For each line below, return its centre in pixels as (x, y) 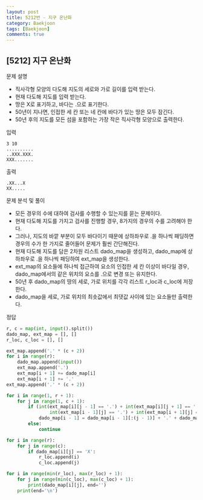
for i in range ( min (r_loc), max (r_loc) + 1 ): (64, 474)
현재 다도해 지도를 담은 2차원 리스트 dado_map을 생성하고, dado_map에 (101, 251)
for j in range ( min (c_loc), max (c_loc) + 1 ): (76, 479)
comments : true (25, 35)
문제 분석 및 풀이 (26, 200)
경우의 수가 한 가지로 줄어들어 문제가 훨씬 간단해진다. (77, 244)
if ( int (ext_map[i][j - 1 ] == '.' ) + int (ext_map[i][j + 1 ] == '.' (114, 407)
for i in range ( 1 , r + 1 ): (40, 395)
